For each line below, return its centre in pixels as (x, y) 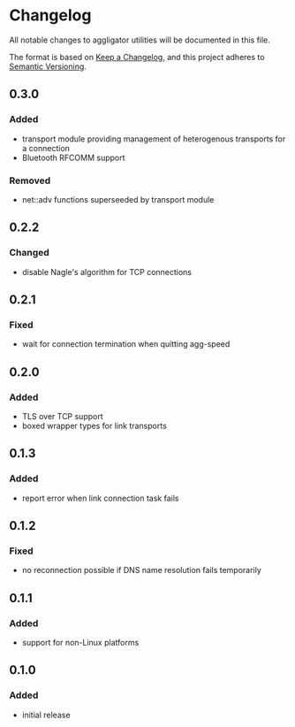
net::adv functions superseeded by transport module (118, 199)
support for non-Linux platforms (80, 643)
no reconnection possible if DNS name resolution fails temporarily (142, 570)
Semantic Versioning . (48, 66)
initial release (46, 715)
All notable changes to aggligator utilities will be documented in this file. (140, 40)
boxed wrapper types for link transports (95, 425)
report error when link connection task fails (100, 498)
